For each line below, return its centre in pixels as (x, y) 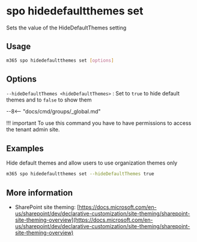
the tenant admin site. (33, 130)
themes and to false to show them (49, 100)
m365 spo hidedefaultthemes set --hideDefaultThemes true (80, 174)
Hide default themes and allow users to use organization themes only (92, 163)
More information (40, 192)
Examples (25, 148)
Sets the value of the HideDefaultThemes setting (66, 28)
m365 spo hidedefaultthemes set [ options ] (60, 60)
